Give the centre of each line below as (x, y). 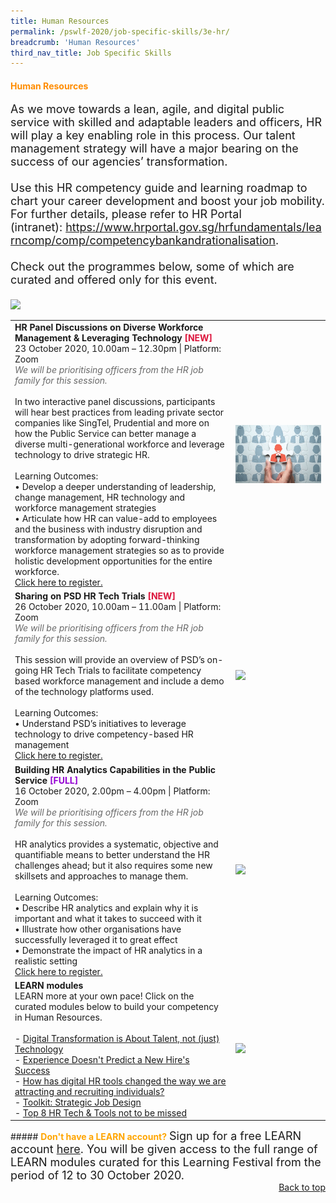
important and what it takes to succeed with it (108, 918)
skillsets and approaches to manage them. (101, 876)
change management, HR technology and (100, 497)
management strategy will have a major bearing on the (154, 148)
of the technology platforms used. (84, 692)
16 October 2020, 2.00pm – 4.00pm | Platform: (112, 791)
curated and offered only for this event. (114, 280)
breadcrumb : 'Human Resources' (75, 42)
